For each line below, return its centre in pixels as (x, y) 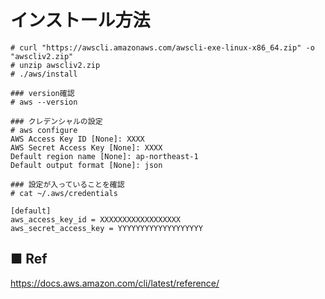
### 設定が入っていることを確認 (67, 184)
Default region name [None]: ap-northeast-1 (104, 156)
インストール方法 (80, 20)
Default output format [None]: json (86, 165)
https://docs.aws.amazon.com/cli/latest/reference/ (115, 283)
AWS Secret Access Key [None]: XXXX (86, 147)
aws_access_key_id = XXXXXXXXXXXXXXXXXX (96, 219)
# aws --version (44, 102)
